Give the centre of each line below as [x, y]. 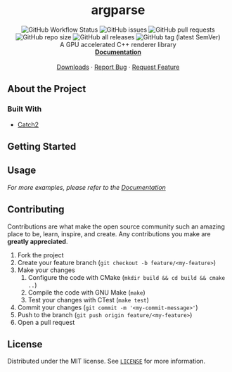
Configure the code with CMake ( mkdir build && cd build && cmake [127, 277]
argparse [118, 10]
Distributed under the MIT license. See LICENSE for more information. [107, 361]
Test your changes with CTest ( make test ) [89, 300]
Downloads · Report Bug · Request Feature [118, 67]
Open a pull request [46, 322]
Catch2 [28, 124]
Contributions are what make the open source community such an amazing [116, 226]
